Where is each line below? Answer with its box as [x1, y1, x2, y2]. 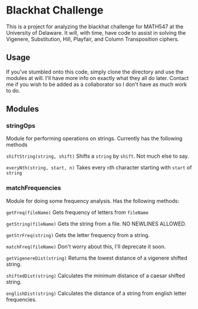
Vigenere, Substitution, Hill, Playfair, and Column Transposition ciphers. [6, 35, 180, 42]
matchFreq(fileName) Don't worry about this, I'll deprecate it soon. [6, 242, 166, 250]
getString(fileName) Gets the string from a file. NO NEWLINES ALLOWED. [6, 220, 187, 227]
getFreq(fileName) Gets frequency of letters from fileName [6, 208, 149, 215]
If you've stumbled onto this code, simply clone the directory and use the [6, 68, 184, 75]
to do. [6, 87, 21, 94]
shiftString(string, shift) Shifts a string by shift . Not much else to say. [6, 152, 190, 160]
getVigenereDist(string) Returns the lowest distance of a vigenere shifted [6, 254, 187, 261]
